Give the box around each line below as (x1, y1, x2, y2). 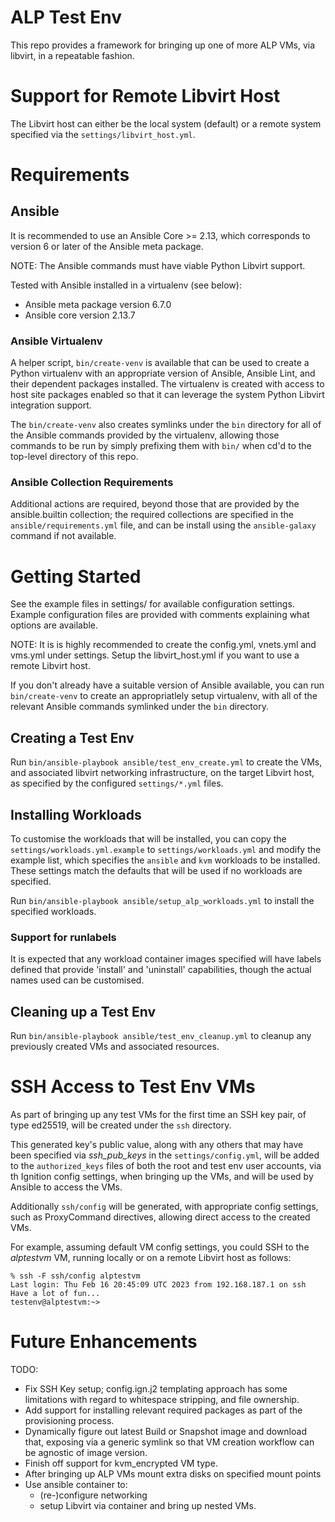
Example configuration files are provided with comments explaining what (10, 609, 310, 621)
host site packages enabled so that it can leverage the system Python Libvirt (10, 389, 325, 401)
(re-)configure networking (39, 1489, 148, 1501)
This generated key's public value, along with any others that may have (10, 1139, 304, 1151)
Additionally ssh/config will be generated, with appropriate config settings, (10, 1201, 319, 1213)
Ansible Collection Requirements (10, 476, 174, 490)
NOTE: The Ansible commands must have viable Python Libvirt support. (10, 259, 306, 271)
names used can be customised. (10, 974, 145, 986)
